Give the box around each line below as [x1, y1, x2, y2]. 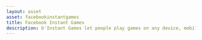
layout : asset [6, 8, 42, 15]
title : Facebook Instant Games [6, 19, 85, 25]
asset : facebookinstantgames [6, 14, 79, 20]
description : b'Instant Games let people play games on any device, [6, 25, 182, 31]
